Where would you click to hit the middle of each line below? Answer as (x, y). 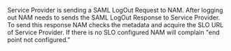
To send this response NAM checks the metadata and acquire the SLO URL (115, 25)
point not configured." (39, 40)
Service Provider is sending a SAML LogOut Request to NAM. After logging (115, 10)
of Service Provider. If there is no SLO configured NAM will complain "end (114, 32)
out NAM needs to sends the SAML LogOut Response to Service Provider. (114, 17)
